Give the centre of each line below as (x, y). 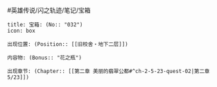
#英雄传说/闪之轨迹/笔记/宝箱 (49, 10)
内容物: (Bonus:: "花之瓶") (44, 58)
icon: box (21, 31)
